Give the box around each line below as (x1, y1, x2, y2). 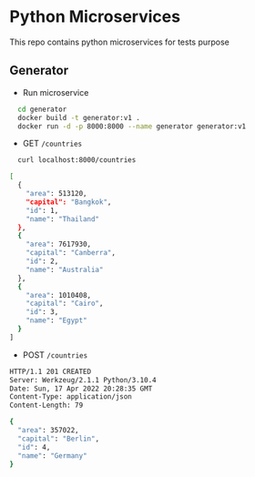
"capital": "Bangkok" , (25, 198, 112, 207)
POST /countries (22, 349, 88, 360)
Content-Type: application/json (9, 392, 132, 401)
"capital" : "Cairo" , (25, 299, 104, 309)
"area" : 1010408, (25, 290, 92, 299)
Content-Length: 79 (9, 401, 84, 411)
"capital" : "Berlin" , (17, 434, 100, 443)
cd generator (17, 105, 67, 114)
